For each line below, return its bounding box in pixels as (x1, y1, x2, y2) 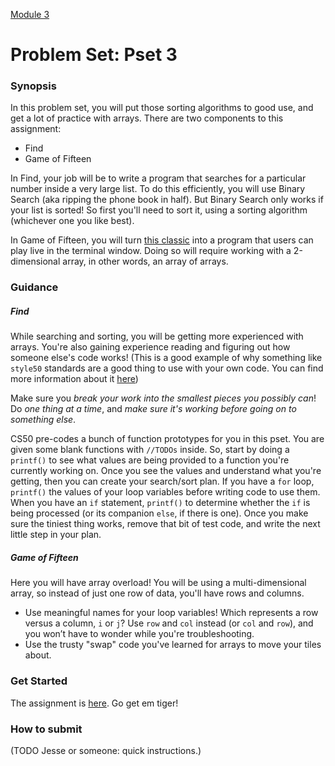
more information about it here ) (10, 373, 139, 385)
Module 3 (10, 9, 50, 20)
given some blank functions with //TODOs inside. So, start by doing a (10, 444, 290, 456)
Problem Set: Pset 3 (10, 44, 178, 66)
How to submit (10, 722, 83, 736)
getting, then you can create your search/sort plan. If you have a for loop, (10, 475, 315, 488)
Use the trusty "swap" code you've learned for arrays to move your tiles (24, 639, 322, 651)
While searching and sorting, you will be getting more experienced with (10, 330, 304, 343)
